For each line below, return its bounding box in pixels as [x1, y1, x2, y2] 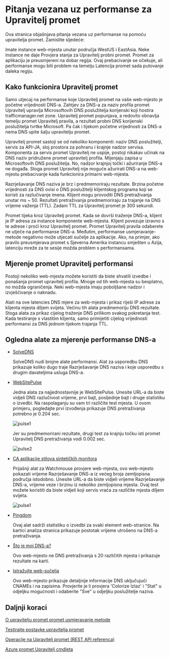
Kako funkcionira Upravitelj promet [5, 83, 118, 92]
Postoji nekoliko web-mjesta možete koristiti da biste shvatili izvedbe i [5, 273, 151, 279]
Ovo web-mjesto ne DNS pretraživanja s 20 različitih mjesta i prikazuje [12, 553, 160, 559]
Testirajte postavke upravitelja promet [5, 626, 84, 633]
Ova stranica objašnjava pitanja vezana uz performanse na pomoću [5, 31, 146, 37]
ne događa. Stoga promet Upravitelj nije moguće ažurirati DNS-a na [5, 165, 147, 171]
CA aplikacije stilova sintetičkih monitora [12, 456, 97, 462]
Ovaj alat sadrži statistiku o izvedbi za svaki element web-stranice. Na [12, 522, 159, 528]
